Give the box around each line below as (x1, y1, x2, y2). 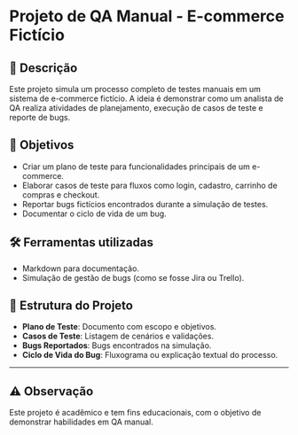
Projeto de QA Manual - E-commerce (9, 6, 285, 27)
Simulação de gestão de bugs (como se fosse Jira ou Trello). (21, 272, 245, 283)
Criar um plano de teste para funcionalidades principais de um (21, 161, 251, 172)
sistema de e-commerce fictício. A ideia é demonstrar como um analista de (9, 93, 284, 104)
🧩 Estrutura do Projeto (9, 299, 133, 314)
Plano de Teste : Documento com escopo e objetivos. (21, 322, 217, 332)
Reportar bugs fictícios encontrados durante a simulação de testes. (21, 198, 269, 209)
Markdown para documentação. (21, 263, 140, 274)
